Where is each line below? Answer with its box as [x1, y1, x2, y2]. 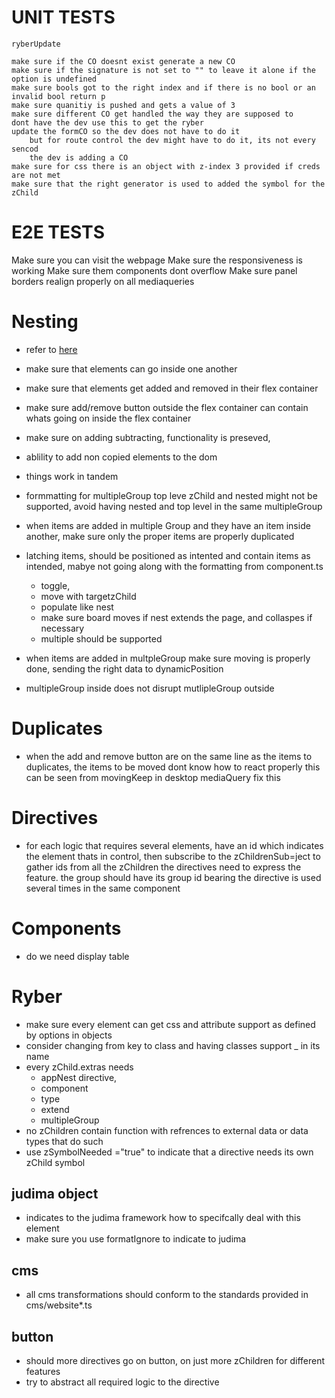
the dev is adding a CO [29, 152, 129, 163]
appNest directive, [40, 1071, 118, 1083]
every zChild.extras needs [25, 1061, 134, 1073]
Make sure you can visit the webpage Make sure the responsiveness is [11, 254, 303, 266]
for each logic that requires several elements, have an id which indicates [25, 839, 324, 851]
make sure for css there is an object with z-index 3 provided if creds [11, 161, 321, 171]
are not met [11, 170, 61, 180]
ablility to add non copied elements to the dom [25, 451, 218, 463]
